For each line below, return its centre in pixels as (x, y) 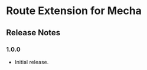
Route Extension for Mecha (74, 11)
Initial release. (32, 62)
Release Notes (33, 33)
